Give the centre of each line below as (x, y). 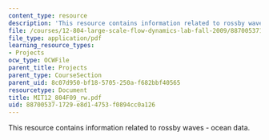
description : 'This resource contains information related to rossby (127, 23)
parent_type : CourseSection (55, 75)
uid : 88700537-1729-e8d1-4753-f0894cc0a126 (82, 105)
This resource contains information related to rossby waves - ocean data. (129, 128)
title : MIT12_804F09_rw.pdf (55, 98)
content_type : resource (48, 16)
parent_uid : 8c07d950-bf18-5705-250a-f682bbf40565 (94, 82)
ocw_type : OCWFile (39, 61)
